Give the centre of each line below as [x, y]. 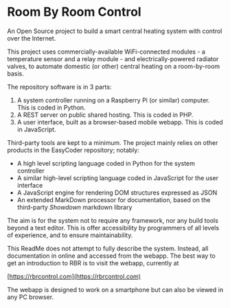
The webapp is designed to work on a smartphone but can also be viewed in [115, 289]
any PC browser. [31, 297]
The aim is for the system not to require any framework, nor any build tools [113, 220]
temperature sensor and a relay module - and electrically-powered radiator [113, 58]
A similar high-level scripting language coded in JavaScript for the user [117, 178]
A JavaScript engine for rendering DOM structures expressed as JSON [117, 192]
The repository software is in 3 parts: [59, 87]
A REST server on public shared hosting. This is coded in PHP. [105, 115]
